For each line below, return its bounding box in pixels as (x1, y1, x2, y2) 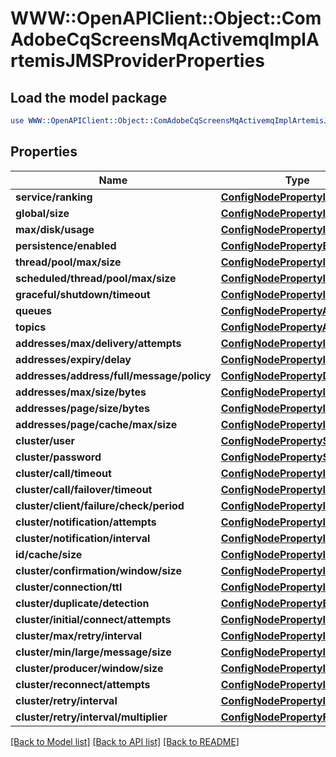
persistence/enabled (15, 238, 117, 252)
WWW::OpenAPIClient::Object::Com (10, 7, 322, 30)
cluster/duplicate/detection (15, 596, 150, 610)
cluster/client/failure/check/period (15, 498, 185, 512)
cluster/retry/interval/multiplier (15, 710, 168, 724)
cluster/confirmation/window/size (15, 563, 182, 577)
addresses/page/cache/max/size (15, 417, 178, 431)
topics (15, 320, 47, 334)
